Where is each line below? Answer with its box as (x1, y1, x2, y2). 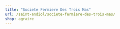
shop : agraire (5, 16, 34, 21)
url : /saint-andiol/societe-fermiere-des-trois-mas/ (5, 12, 116, 17)
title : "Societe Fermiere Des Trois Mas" (5, 7, 91, 12)
